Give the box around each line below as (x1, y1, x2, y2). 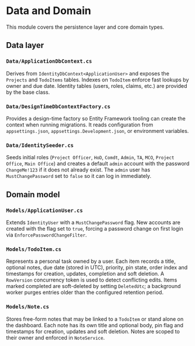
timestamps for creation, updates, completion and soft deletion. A (6, 270, 165, 278)
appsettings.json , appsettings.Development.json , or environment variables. (6, 127, 189, 134)
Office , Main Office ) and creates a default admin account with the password (6, 160, 190, 167)
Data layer (6, 40, 45, 50)
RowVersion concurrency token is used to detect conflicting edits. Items (6, 276, 177, 283)
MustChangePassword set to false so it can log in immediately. (6, 173, 152, 180)
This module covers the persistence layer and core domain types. (6, 23, 165, 30)
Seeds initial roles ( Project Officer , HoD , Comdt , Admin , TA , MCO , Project (6, 154, 175, 161)
